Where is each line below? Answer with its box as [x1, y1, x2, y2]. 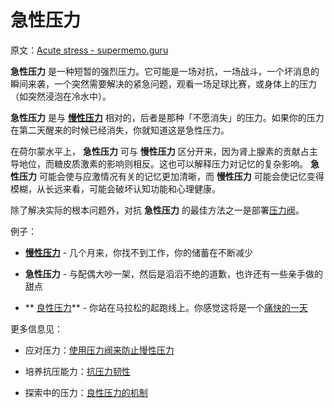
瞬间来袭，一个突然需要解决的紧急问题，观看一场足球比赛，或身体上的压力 [10, 77, 317, 90]
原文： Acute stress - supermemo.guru [10, 44, 169, 56]
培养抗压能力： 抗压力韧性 [24, 365, 131, 377]
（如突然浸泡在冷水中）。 [10, 90, 112, 102]
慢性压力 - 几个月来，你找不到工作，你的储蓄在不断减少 [24, 246, 254, 258]
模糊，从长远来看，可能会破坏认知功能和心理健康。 [10, 182, 221, 195]
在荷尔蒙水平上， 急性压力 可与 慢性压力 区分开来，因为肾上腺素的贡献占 [10, 145, 310, 157]
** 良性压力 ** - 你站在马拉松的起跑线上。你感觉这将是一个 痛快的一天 [24, 301, 309, 313]
